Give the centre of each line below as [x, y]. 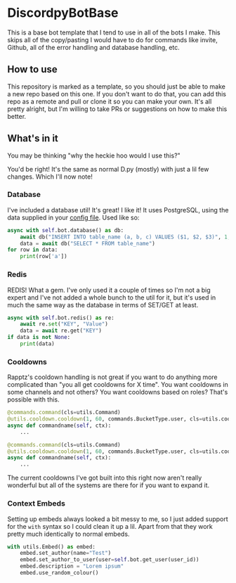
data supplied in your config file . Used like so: [73, 217]
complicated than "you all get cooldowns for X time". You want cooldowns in [118, 385]
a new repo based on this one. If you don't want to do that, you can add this [117, 94]
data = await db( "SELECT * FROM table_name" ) [88, 243]
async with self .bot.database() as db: [66, 230]
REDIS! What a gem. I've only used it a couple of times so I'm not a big [109, 290]
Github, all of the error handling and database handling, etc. [94, 47]
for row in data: [33, 250]
